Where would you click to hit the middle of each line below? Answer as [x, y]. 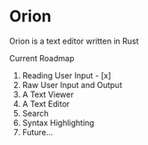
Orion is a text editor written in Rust [74, 41]
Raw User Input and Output [72, 85]
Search [35, 113]
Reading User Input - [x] [66, 75]
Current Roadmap [42, 58]
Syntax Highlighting [58, 123]
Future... [37, 132]
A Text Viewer [48, 94]
